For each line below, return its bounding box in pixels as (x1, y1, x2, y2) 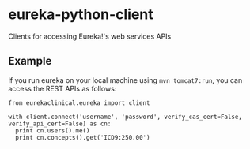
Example (8, 54, 52, 68)
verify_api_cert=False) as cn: (8, 120, 112, 128)
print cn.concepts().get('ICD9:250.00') (15, 133, 150, 141)
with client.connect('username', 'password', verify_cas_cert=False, (8, 113, 243, 121)
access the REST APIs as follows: (8, 84, 117, 93)
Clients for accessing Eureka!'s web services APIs (8, 32, 172, 41)
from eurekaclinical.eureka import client (8, 99, 150, 107)
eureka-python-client (8, 6, 154, 24)
